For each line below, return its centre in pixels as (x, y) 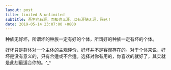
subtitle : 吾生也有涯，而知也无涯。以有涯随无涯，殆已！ (59, 19)
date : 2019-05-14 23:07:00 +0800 (41, 24)
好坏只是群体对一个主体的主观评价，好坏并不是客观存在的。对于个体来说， (83, 50)
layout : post (19, 10)
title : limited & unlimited (35, 15)
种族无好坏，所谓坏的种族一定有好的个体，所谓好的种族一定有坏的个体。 (81, 39)
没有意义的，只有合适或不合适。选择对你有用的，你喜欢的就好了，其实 (88, 56)
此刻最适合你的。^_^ (30, 63)
